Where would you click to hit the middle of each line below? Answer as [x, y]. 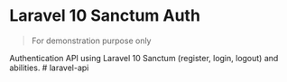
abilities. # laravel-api [49, 68]
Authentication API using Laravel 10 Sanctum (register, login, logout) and [144, 58]
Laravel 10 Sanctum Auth [105, 16]
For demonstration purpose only [91, 41]
